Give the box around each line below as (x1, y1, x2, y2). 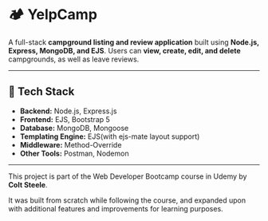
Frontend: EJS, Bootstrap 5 (19, 114, 110, 124)
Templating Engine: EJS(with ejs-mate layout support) (19, 132, 200, 141)
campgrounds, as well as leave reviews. (8, 54, 140, 64)
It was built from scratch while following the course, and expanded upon (8, 195, 246, 205)
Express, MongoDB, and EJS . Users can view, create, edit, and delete (8, 45, 241, 55)
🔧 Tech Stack (8, 85, 75, 99)
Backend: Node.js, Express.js (19, 106, 117, 116)
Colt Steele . (8, 180, 48, 189)
